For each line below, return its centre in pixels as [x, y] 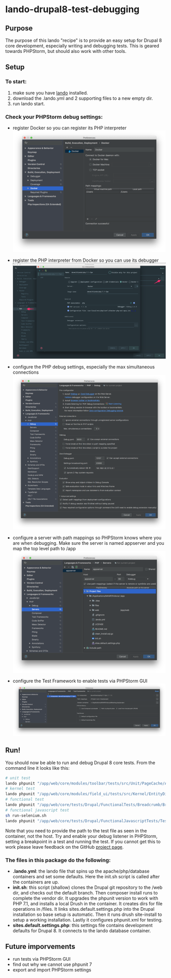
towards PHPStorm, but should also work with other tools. [66, 51]
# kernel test [20, 789]
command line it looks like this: [37, 768]
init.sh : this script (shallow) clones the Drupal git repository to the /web [88, 887]
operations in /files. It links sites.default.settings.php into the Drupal [83, 909]
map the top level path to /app [44, 549]
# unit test [18, 778]
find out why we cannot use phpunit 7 [52, 964]
